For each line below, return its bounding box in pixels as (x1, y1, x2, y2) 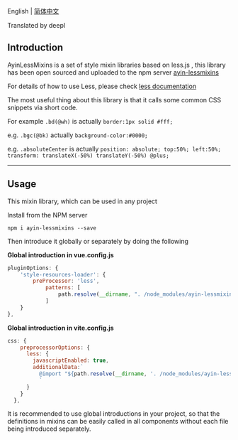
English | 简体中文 (7, 7, 59, 15)
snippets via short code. (7, 103, 78, 112)
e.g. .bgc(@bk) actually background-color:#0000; (7, 131, 149, 139)
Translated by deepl (7, 21, 66, 29)
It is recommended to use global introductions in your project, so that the (7, 409, 220, 418)
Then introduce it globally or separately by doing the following (7, 237, 189, 245)
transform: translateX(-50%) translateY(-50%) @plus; (7, 152, 170, 159)
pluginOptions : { (7, 264, 59, 272)
